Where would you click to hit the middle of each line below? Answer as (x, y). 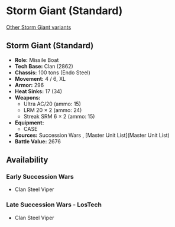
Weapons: (27, 97)
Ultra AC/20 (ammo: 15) (52, 104)
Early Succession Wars (40, 177)
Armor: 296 (29, 85)
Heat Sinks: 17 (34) (38, 91)
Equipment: (29, 123)
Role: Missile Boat (37, 60)
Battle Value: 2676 (38, 141)
